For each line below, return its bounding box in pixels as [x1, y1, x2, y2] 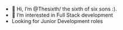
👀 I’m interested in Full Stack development [11, 12, 113, 18]
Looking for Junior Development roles [11, 18, 103, 24]
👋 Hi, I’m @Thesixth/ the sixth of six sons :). [11, 6, 117, 12]
